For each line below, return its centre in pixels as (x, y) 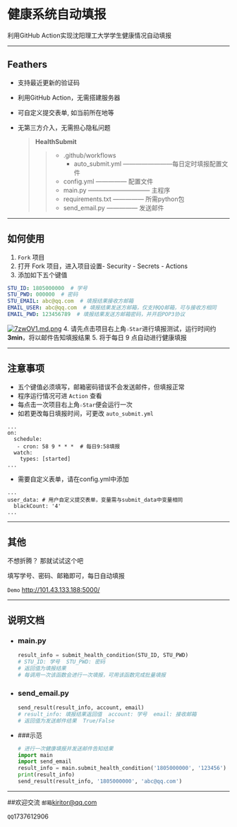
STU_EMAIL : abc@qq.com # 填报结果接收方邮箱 (71, 301)
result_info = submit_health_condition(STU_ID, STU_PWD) (103, 656)
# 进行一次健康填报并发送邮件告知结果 (66, 749)
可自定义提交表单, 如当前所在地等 (66, 112)
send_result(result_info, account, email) (81, 708)
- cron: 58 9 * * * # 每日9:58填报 (68, 446)
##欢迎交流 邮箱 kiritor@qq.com (52, 802)
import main (35, 755)
